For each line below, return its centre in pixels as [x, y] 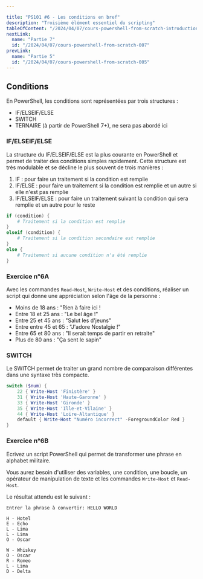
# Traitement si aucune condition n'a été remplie [82, 255]
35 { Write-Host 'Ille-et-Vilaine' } [65, 409]
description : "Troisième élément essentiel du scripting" [81, 23]
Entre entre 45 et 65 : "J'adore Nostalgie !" [68, 326]
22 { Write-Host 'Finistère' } [56, 392]
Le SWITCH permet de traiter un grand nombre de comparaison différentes [100, 369]
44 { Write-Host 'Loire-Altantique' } [66, 414]
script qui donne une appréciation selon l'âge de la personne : [83, 296]
